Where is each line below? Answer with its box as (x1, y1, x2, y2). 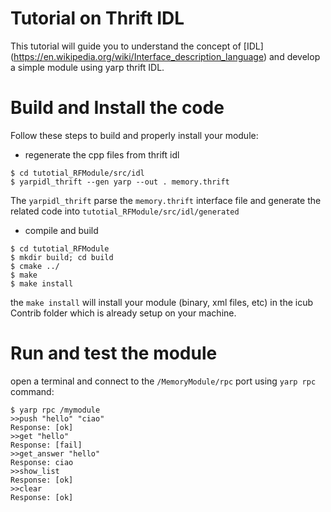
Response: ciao (10, 457, 74, 467)
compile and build (24, 224, 99, 236)
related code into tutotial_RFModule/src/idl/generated (10, 205, 240, 217)
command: (10, 385, 55, 397)
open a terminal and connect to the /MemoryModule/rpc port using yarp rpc (10, 375, 317, 387)
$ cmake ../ (10, 261, 60, 271)
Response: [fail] (10, 440, 83, 450)
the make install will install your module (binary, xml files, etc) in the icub (10, 296, 314, 308)
